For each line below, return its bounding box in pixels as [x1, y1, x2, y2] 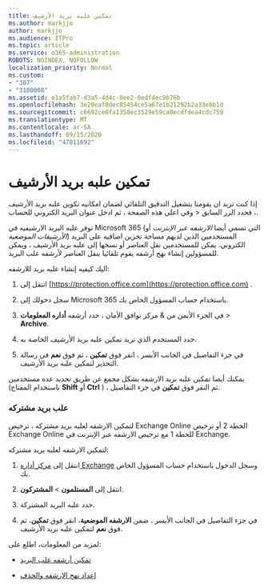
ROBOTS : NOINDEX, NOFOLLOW [8, 57, 98, 65]
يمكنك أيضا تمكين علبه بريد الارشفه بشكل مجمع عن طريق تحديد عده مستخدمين [8, 374, 246, 384]
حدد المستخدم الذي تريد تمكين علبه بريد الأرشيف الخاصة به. [19, 334, 198, 344]
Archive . [19, 319, 50, 329]
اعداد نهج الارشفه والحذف [19, 570, 97, 580]
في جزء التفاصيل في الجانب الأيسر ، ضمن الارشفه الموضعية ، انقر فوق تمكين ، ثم [19, 515, 258, 525]
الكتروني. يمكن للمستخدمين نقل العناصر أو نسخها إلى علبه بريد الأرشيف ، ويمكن [8, 240, 246, 250]
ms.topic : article [8, 42, 70, 50]
